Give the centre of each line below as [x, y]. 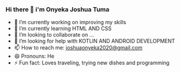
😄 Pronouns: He [34, 56]
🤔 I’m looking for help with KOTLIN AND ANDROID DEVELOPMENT [94, 41]
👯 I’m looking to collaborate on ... [54, 35]
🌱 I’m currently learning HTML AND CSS [63, 28]
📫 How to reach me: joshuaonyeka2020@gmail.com [78, 48]
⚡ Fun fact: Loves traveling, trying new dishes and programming [92, 63]
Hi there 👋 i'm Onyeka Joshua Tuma [57, 9]
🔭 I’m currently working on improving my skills [70, 22]
